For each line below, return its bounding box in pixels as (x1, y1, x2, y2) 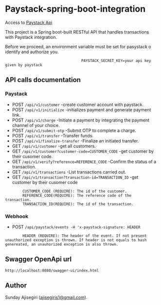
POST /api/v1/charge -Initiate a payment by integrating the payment (12, 117, 150, 123)
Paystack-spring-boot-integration (5, 3, 146, 15)
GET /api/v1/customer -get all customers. (12, 143, 96, 149)
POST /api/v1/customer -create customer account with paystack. (12, 102, 143, 107)
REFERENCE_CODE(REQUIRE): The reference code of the (22, 193, 132, 198)
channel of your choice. (12, 122, 60, 128)
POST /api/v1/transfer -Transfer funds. (12, 133, 94, 139)
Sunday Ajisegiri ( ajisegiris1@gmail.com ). (5, 294, 88, 300)
